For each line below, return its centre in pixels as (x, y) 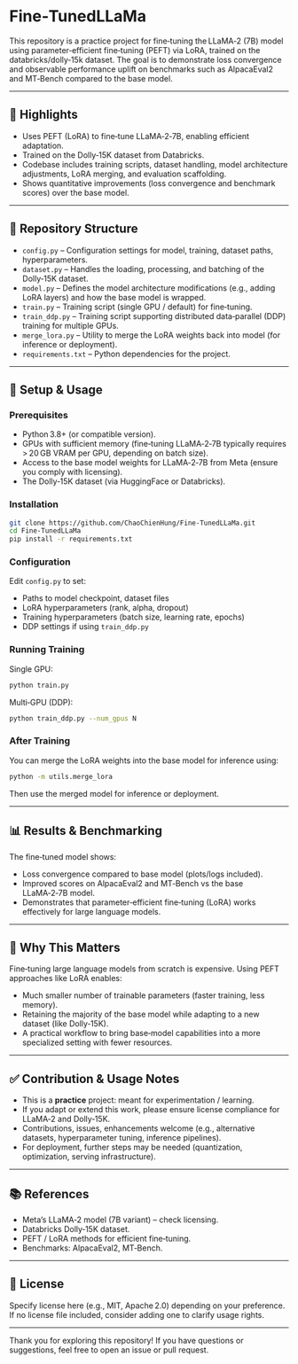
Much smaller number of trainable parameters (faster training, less (143, 995)
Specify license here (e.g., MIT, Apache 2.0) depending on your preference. (147, 1306)
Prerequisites (39, 415)
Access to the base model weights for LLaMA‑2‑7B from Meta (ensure (150, 463)
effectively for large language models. (91, 911)
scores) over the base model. (76, 192)
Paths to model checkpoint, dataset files (96, 598)
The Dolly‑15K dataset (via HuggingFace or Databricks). (124, 481)
